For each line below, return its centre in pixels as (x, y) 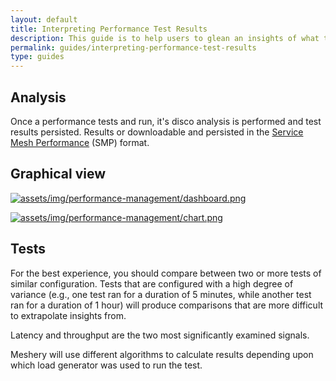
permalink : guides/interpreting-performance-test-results (133, 47)
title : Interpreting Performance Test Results (109, 29)
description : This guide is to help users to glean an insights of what (165, 38)
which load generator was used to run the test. (106, 365)
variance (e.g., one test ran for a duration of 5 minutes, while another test (161, 294)
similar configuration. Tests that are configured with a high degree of (152, 283)
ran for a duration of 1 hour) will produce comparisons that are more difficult (167, 305)
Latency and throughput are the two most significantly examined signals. (160, 335)
